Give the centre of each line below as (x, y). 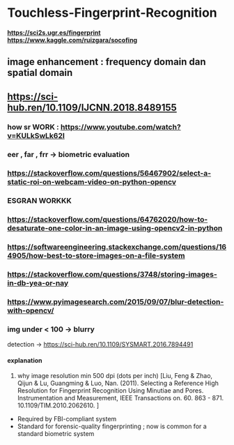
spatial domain (40, 73)
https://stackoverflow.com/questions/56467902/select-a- (109, 174)
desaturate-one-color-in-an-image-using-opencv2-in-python (115, 228)
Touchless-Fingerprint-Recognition (112, 13)
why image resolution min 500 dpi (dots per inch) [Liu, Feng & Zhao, (115, 376)
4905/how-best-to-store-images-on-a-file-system (96, 256)
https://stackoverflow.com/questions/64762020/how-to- (108, 220)
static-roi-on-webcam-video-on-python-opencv (92, 182)
